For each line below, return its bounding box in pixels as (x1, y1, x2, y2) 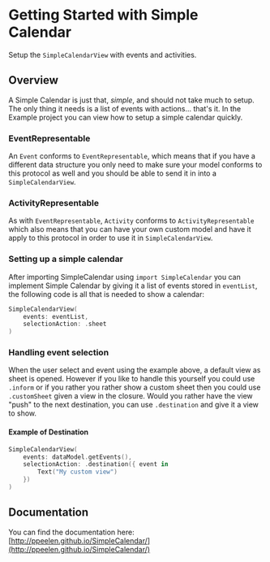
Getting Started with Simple (8, 6, 199, 24)
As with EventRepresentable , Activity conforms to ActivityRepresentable (8, 216, 255, 225)
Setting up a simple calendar (8, 254, 123, 265)
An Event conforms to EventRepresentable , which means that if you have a (8, 151, 255, 161)
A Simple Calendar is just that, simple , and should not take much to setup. (8, 95, 255, 105)
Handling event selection (8, 347, 109, 359)
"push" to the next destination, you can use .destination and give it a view (8, 400, 259, 410)
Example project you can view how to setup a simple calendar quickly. (8, 112, 243, 122)
